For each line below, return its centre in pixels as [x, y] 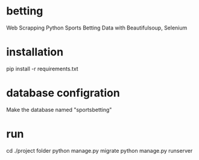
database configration [63, 93]
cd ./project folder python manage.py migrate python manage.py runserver [99, 150]
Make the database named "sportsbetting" [59, 109]
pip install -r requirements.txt [42, 69]
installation [35, 52]
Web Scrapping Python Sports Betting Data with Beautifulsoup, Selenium [97, 28]
